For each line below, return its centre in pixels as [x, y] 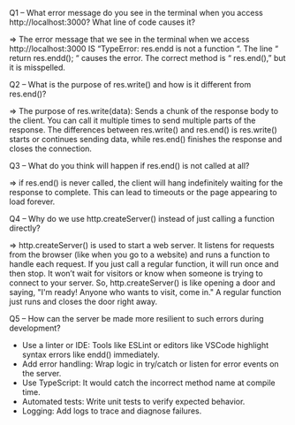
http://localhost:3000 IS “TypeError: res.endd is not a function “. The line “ [144, 49]
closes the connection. [51, 148]
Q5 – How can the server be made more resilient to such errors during [136, 319]
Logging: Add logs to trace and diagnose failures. [112, 411]
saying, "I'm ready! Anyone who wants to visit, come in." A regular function [145, 292]
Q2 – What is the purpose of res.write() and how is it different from [130, 84]
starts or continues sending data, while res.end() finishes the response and [146, 139]
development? [35, 328]
